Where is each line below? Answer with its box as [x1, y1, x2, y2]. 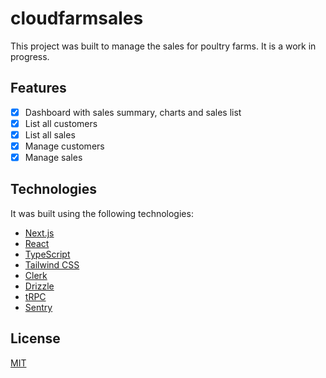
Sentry [24, 301, 53, 313]
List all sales [24, 128, 76, 141]
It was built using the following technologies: [10, 207, 194, 219]
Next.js [24, 227, 55, 239]
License [10, 330, 61, 347]
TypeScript [24, 248, 71, 260]
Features [10, 80, 67, 97]
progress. [10, 50, 50, 62]
